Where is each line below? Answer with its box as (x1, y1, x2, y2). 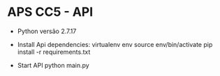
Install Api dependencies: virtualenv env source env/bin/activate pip (17, 40, 213, 48)
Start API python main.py (17, 61, 89, 69)
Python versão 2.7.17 (17, 27, 77, 35)
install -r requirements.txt (17, 48, 91, 56)
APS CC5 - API (7, 4, 94, 20)
